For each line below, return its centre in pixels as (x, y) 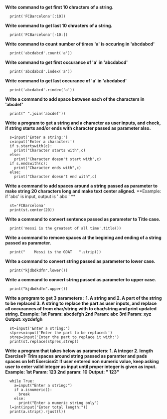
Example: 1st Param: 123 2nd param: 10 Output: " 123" (62, 372)
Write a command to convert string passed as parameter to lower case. (80, 261)
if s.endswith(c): (29, 164)
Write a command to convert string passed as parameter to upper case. (81, 280)
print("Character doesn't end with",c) (56, 177)
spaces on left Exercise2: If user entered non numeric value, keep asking (82, 361)
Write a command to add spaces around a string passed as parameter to (82, 186)
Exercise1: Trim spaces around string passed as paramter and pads (76, 356)
